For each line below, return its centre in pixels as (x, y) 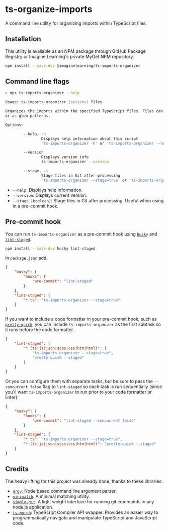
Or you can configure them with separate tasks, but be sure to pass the (79, 382)
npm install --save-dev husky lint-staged (50, 248)
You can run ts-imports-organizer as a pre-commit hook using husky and (81, 234)
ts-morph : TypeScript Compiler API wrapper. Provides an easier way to (85, 512)
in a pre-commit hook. (35, 206)
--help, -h (35, 134)
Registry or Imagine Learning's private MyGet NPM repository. (70, 56)
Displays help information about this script (90, 139)
